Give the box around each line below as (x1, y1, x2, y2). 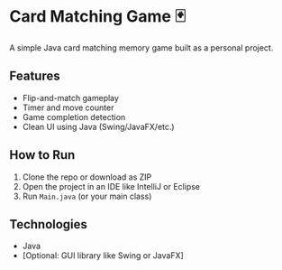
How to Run (9, 147, 76, 163)
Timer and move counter (22, 102, 114, 113)
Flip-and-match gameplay (22, 92, 120, 103)
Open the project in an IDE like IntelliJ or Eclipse (22, 181, 201, 191)
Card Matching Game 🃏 (9, 6, 186, 27)
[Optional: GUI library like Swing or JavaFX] (22, 250, 185, 261)
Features (9, 69, 60, 84)
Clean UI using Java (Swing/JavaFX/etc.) (22, 121, 175, 132)
